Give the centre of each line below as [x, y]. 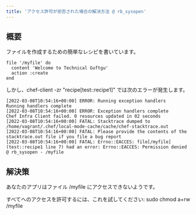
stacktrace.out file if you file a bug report [64, 137]
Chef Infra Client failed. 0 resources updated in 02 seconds [83, 117]
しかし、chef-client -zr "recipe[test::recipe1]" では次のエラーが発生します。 [97, 90]
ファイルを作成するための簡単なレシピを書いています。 [73, 52]
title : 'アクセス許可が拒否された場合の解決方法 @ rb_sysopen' [76, 11]
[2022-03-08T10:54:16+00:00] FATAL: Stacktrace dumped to [78, 122]
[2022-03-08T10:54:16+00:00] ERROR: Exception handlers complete [87, 111]
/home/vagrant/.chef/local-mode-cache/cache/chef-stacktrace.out [87, 127]
